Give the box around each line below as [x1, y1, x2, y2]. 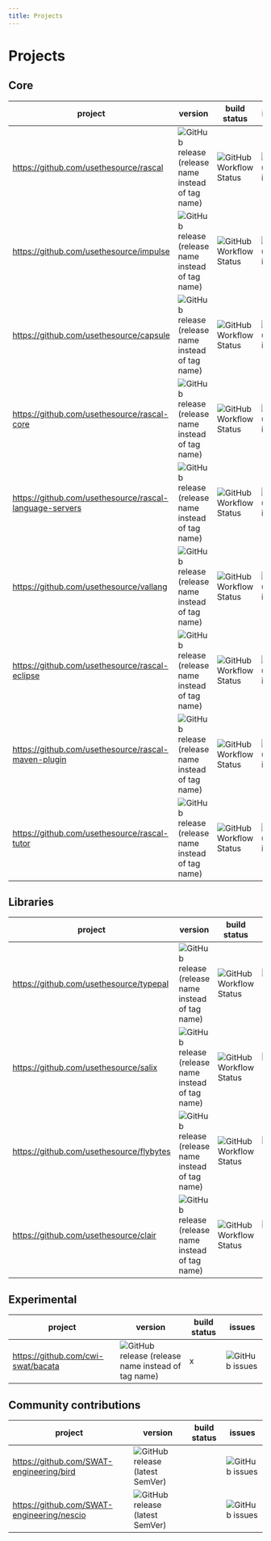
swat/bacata [12, 1361, 60, 1372]
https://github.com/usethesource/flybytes [12, 1146, 171, 1157]
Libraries [8, 895, 54, 909]
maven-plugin [12, 753, 67, 764]
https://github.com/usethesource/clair [12, 1230, 157, 1241]
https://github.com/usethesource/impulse [12, 246, 170, 257]
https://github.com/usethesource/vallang [12, 581, 168, 592]
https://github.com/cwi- [12, 1350, 104, 1362]
